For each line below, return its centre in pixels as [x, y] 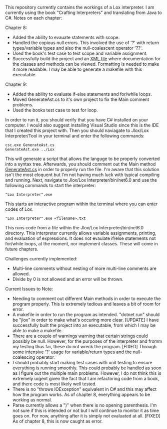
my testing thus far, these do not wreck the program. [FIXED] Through [84, 346]
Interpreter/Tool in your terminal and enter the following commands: [75, 136]
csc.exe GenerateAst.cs [30, 145]
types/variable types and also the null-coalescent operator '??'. [77, 48]
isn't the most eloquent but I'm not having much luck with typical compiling [82, 175]
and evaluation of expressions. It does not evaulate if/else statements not [80, 238]
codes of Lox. [19, 209]
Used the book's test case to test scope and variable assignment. [80, 53]
